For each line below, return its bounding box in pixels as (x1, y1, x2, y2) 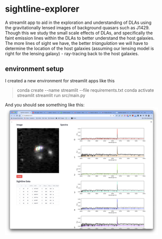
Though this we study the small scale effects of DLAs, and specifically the (5, 30, 153, 36)
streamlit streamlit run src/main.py (16, 92, 86, 98)
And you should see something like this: (5, 101, 85, 108)
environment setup (5, 65, 64, 73)
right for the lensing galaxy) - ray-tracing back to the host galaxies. (5, 50, 139, 57)
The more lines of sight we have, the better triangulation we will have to (5, 40, 148, 46)
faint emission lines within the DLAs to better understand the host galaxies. (5, 35, 155, 41)
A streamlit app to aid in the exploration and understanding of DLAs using (5, 20, 152, 25)
